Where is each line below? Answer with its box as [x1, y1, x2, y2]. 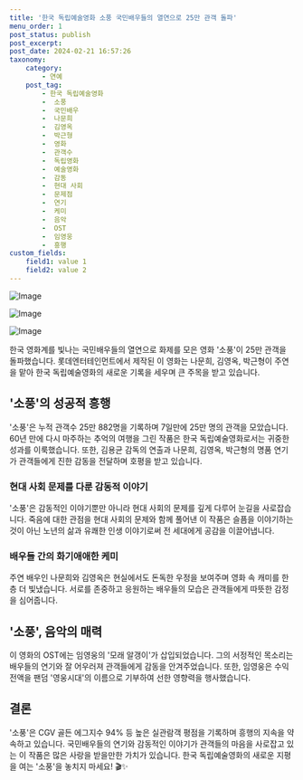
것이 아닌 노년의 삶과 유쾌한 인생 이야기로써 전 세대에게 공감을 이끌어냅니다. [9, 525, 275, 536]
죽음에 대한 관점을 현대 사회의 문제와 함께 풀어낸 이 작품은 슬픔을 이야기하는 [28, 513, 294, 525]
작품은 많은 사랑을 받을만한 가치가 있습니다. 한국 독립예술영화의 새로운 [28, 749, 275, 760]
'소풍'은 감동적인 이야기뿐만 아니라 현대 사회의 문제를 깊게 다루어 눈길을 [9, 502, 260, 513]
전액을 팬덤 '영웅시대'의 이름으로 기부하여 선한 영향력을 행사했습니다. [9, 672, 251, 683]
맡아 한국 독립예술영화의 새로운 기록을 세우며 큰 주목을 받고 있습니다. [18, 366, 260, 377]
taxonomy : [9, 55, 47, 64]
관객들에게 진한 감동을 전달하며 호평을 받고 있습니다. [18, 455, 203, 466]
